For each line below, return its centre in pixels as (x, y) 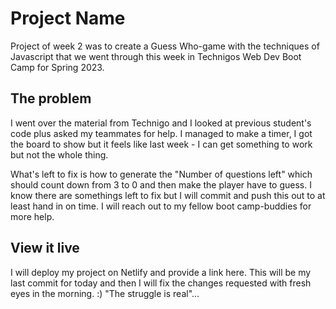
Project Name (68, 18)
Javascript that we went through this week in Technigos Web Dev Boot (156, 56)
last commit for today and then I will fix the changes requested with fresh (161, 283)
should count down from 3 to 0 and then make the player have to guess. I (161, 184)
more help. (32, 216)
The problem (51, 98)
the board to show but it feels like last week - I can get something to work (161, 144)
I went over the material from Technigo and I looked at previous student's (161, 123)
